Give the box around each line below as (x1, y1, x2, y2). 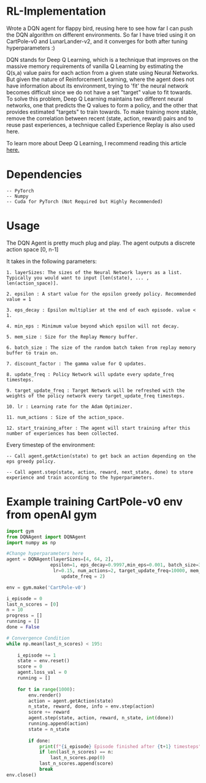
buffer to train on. (6, 349, 59, 356)
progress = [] (6, 613, 43, 619)
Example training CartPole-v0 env (6, 495, 183, 508)
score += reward (28, 709, 70, 716)
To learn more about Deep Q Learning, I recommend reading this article (6, 139, 187, 147)
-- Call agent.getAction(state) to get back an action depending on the (6, 453, 196, 459)
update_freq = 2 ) (61, 573, 105, 579)
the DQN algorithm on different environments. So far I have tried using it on (6, 31, 196, 38)
